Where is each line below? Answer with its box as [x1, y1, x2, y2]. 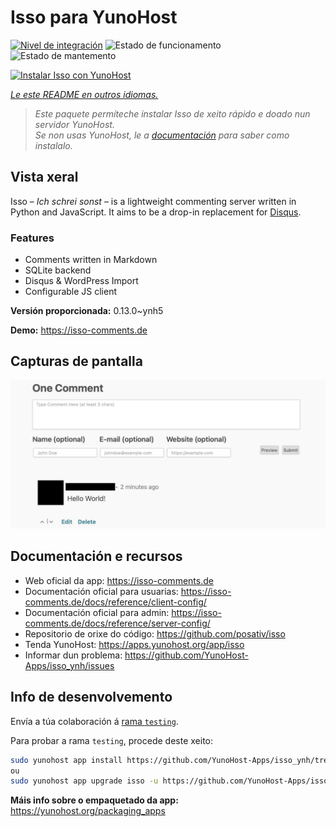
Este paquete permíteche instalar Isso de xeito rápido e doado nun [34, 107, 311, 120]
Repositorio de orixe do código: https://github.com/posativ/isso [24, 627, 286, 640]
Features [10, 231, 55, 245]
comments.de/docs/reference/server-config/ [24, 617, 211, 629]
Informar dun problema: [24, 649, 123, 661]
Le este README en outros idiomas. [10, 88, 159, 100]
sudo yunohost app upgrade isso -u [10, 776, 159, 786]
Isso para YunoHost [10, 6, 178, 29]
